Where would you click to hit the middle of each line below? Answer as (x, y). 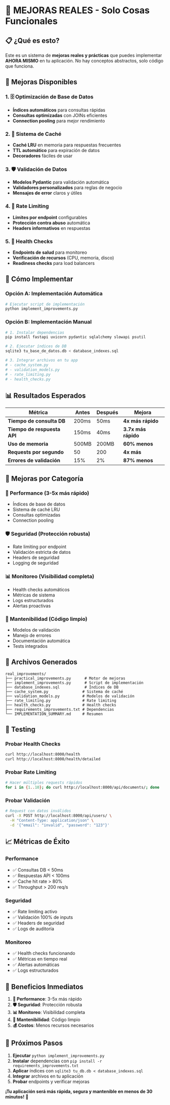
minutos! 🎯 (17, 1097)
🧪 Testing (20, 729)
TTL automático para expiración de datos (56, 150)
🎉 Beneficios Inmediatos (44, 987)
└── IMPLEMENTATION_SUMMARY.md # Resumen (54, 714)
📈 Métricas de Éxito (37, 842)
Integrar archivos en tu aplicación (48, 1076)
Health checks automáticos (41, 589)
